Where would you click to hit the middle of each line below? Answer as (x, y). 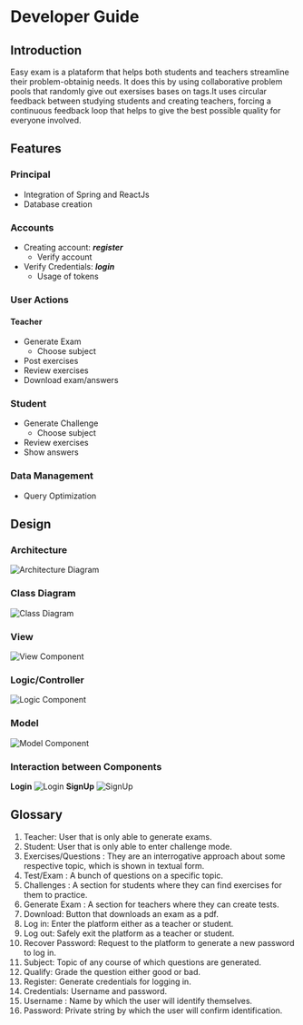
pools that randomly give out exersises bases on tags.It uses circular (138, 91)
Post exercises (51, 361)
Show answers (51, 452)
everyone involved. (46, 120)
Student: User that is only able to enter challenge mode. (127, 846)
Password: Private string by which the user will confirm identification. (153, 1010)
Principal (30, 174)
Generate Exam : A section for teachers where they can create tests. (151, 904)
